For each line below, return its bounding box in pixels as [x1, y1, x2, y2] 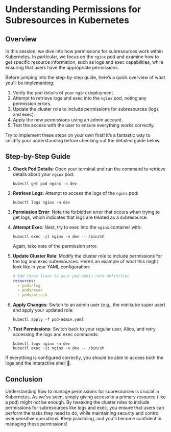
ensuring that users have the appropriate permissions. [5, 65, 119, 70]
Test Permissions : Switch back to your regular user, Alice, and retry [12, 326, 156, 332]
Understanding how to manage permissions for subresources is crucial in [5, 389, 160, 394]
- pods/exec [17, 288, 43, 293]
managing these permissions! [5, 421, 67, 427]
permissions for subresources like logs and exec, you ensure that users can [5, 404, 164, 411]
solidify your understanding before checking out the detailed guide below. [5, 138, 161, 143]
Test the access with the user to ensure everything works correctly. [12, 122, 155, 128]
